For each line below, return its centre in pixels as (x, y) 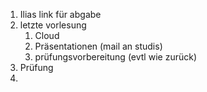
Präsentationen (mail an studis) (98, 46)
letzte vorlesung (53, 25)
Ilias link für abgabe (60, 14)
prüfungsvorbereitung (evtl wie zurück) (115, 57)
